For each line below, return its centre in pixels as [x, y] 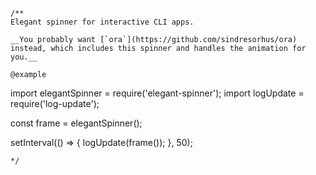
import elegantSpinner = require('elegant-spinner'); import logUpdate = [157, 93]
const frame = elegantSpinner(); [76, 123]
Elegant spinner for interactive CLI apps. [102, 22]
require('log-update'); [55, 103]
